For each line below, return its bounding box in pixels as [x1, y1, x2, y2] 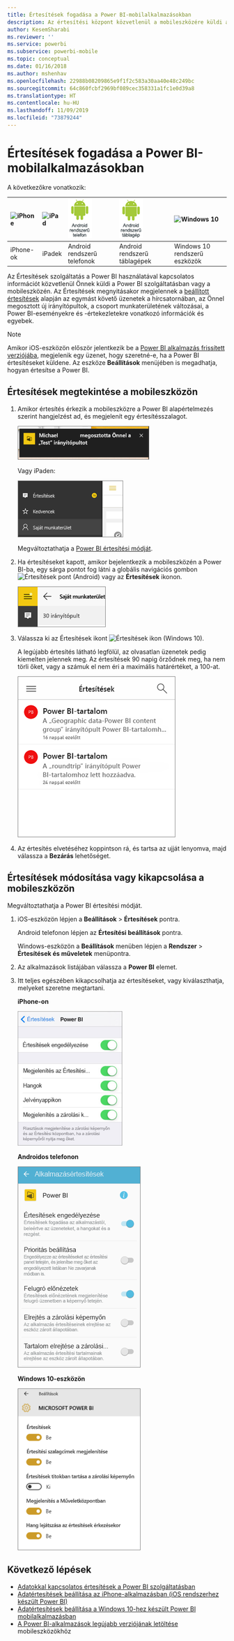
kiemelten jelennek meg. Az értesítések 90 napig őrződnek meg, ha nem [17, 654, 226, 663]
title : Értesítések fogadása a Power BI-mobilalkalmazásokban [7, 11, 192, 18]
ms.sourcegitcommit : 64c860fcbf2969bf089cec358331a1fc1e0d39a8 [7, 84, 195, 92]
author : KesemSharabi [7, 26, 70, 33]
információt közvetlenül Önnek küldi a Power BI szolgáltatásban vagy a [7, 280, 211, 288]
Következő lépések [7, 1564, 92, 1576]
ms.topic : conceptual [7, 56, 70, 63]
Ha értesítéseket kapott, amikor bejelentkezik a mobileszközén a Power [17, 557, 222, 566]
